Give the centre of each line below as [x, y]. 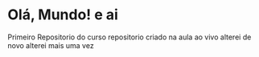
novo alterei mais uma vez [51, 45]
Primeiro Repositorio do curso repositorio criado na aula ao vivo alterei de [129, 37]
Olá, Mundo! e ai [63, 15]
